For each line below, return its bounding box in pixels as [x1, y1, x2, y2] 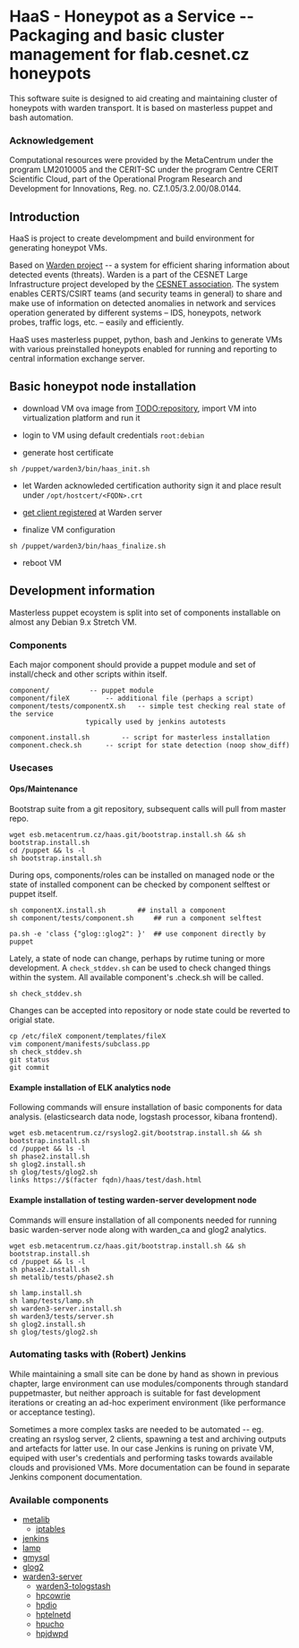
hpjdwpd [35, 1628, 69, 1639]
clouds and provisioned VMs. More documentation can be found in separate [9, 1462, 291, 1473]
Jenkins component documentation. [9, 1471, 143, 1482]
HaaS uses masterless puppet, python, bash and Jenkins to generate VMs [9, 334, 283, 346]
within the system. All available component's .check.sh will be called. [9, 972, 264, 983]
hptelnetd [35, 1610, 72, 1620]
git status [9, 1055, 50, 1064]
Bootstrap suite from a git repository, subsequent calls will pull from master [9, 804, 286, 815]
